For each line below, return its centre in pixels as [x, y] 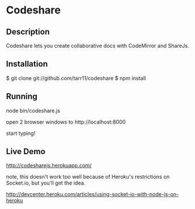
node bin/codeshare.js [33, 110]
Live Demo [26, 151]
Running [22, 97]
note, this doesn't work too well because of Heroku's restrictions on [88, 177]
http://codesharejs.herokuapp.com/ [49, 166]
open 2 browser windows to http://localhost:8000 [66, 122]
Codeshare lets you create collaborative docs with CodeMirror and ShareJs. [97, 46]
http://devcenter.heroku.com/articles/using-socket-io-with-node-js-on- [93, 194]
